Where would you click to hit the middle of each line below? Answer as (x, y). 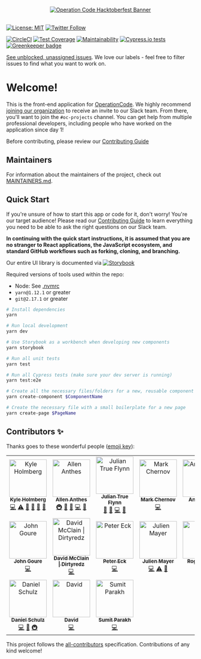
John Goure (28, 561)
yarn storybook (25, 347)
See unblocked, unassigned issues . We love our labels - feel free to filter (96, 57)
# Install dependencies (36, 309)
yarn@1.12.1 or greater (42, 292)
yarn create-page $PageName (41, 413)
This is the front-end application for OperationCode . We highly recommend (99, 104)
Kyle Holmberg (28, 500)
